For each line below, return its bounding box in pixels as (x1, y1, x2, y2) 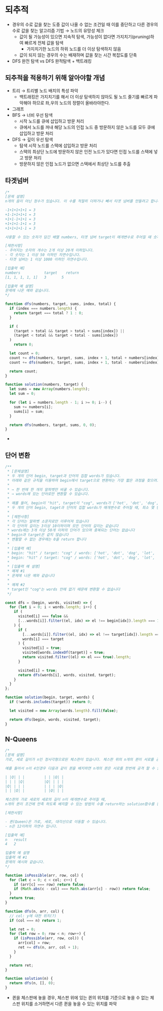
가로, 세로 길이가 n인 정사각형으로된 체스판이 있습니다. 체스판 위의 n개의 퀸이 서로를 (5, 757, 154, 762)
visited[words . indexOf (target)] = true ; (22, 650, 105, 655)
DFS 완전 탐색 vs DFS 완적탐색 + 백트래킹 (12, 58, 92, 64)
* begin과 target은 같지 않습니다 (7, 532, 69, 537)
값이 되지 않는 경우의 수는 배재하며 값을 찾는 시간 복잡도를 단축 (19, 52, 137, 58)
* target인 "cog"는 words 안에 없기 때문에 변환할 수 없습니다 (7, 586, 120, 592)
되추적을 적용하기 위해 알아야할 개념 (5, 74, 105, 82)
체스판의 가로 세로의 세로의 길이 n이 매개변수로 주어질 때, (5, 797, 107, 802)
